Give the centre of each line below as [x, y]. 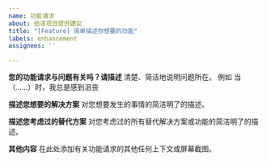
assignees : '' [32, 46]
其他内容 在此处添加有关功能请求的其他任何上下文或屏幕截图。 [112, 149]
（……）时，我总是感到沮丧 [54, 87]
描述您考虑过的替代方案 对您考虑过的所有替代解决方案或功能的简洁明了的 [130, 121]
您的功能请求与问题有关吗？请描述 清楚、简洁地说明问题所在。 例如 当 [125, 77]
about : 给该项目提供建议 [45, 23]
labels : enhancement [43, 38]
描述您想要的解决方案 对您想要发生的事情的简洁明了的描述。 [108, 104]
